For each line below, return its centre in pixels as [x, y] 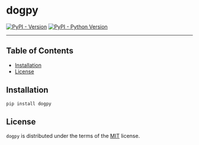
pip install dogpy [29, 104]
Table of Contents [40, 51]
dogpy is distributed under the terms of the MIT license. [73, 136]
